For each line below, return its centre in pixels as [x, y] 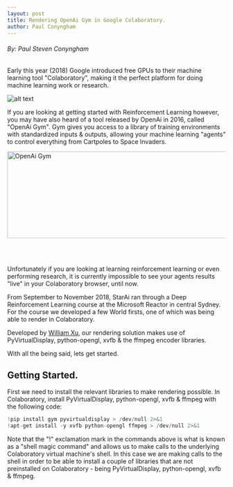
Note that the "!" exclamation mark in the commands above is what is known [116, 439]
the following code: [35, 406]
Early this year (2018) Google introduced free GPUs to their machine [105, 70]
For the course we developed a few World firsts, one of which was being [111, 312]
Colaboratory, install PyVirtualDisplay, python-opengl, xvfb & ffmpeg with [112, 399]
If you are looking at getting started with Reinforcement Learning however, [113, 112]
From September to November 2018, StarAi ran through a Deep [97, 297]
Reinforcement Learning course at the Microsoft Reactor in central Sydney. [114, 304]
